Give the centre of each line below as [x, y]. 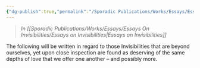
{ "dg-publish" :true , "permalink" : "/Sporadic [61, 12]
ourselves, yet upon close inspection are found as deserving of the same [96, 52]
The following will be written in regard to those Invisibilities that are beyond [98, 46]
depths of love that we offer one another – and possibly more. [82, 59]
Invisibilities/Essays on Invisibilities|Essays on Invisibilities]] [93, 35]
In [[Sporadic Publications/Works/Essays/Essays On [85, 28]
